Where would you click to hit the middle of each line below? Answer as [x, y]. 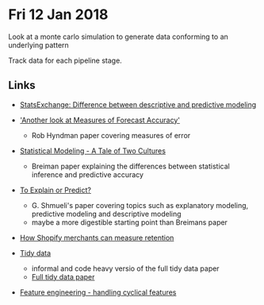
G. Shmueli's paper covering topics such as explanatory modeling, [140, 205]
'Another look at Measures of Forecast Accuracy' [100, 120]
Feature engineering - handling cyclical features [98, 292]
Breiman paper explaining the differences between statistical [130, 166]
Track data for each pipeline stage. [65, 60]
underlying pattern [38, 44]
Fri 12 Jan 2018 [58, 15]
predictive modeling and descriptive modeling [106, 214]
